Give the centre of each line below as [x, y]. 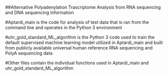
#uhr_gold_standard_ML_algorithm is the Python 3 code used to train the [80, 37]
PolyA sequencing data [29, 53]
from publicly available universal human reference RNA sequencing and [79, 48]
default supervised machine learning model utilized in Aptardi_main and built [84, 42]
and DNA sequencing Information [39, 12]
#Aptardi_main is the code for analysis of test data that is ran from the [77, 22]
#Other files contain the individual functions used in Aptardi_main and [77, 63]
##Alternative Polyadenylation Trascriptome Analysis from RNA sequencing [83, 7]
